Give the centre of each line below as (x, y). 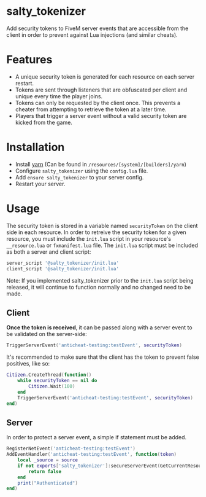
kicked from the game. (44, 122)
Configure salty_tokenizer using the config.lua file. (82, 171)
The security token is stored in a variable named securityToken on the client (102, 225)
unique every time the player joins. (59, 96)
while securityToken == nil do (57, 381)
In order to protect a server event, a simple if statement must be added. (97, 437)
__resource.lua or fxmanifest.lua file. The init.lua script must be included (102, 245)
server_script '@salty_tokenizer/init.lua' (63, 263)
